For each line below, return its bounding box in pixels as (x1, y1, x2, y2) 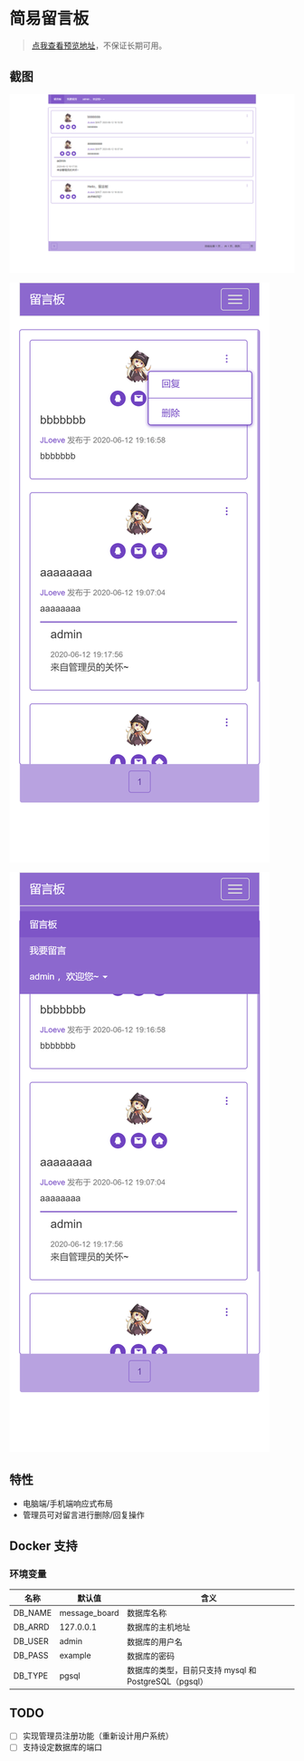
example (59, 1650, 92, 1661)
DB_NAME (13, 1607, 52, 1618)
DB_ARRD (13, 1621, 50, 1632)
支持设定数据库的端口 (22, 1742, 102, 1753)
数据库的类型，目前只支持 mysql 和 (126, 1665, 257, 1675)
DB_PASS (13, 1650, 49, 1661)
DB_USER (13, 1636, 49, 1646)
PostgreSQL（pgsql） (126, 1676, 208, 1687)
